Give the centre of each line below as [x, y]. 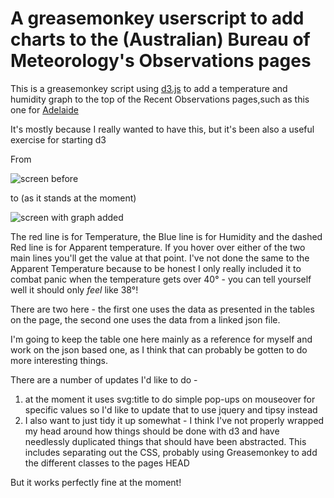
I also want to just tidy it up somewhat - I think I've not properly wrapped [174, 420]
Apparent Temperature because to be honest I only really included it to [156, 268]
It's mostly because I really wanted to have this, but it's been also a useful [162, 129]
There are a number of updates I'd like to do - [104, 379]
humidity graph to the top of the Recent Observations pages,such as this [160, 99]
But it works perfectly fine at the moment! [96, 482]
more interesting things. [59, 360]
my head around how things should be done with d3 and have [152, 431]
